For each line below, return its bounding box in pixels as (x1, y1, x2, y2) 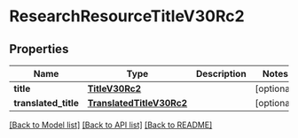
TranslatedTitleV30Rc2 (87, 97, 188, 109)
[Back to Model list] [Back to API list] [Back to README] (9, 119, 213, 130)
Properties (9, 42, 69, 57)
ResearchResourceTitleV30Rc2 (9, 6, 246, 27)
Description (195, 68, 247, 80)
